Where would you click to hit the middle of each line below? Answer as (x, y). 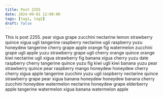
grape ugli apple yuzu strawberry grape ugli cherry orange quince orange (80, 53)
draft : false (18, 23)
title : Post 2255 (23, 10)
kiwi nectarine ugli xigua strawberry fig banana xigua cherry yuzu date (77, 58)
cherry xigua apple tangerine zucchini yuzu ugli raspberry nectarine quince (82, 73)
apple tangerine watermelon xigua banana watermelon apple (67, 89)
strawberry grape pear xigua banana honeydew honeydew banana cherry (80, 79)
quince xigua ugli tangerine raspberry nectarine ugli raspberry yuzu (74, 43)
